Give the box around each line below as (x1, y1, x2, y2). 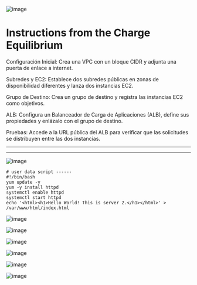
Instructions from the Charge (6, 26, 151, 39)
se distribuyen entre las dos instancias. (6, 135, 101, 142)
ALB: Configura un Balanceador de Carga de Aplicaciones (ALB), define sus (6, 111, 189, 118)
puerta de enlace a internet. (6, 64, 73, 71)
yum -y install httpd (6, 184, 59, 190)
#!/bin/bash (6, 174, 35, 180)
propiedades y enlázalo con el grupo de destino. (6, 117, 123, 124)
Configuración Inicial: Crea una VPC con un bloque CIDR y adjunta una (6, 58, 177, 65)
